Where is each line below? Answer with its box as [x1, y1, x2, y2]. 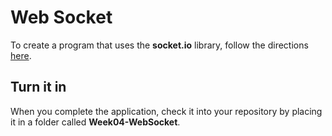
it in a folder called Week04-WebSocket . [10, 116, 181, 128]
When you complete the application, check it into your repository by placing [10, 105, 323, 117]
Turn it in [10, 79, 67, 96]
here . [10, 49, 32, 61]
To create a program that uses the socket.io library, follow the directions [10, 39, 309, 51]
